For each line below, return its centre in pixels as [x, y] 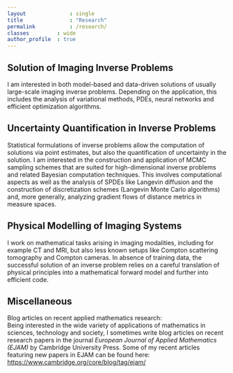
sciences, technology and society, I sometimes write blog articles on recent [115, 333]
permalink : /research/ [57, 26]
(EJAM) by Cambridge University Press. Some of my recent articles [104, 347]
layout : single [51, 14]
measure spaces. [32, 204]
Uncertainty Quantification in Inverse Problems [112, 128]
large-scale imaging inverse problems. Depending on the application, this [112, 92]
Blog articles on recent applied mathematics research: [85, 318]
